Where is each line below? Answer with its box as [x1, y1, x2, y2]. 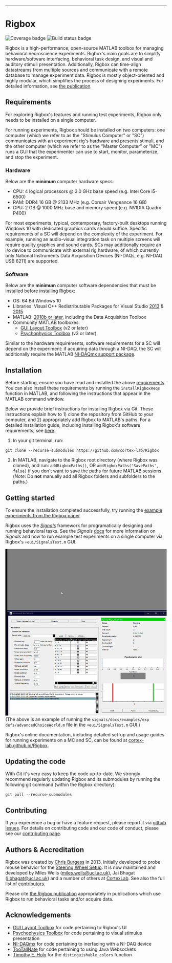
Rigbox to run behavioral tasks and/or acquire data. [5, 896, 114, 902]
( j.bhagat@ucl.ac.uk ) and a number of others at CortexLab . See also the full [5, 876, 165, 882]
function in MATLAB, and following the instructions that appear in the [5, 390, 151, 397]
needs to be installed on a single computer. [5, 117, 96, 123]
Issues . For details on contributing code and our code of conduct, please [5, 825, 159, 831]
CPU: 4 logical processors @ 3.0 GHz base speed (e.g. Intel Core [12, 188, 150, 194]
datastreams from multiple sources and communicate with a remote [5, 67, 148, 73]
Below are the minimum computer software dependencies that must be [5, 282, 156, 289]
